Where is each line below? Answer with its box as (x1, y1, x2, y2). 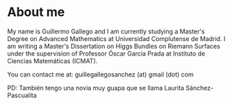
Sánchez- (185, 83, 214, 92)
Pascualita (7, 91, 37, 99)
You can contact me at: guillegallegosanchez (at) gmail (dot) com (7, 70, 194, 79)
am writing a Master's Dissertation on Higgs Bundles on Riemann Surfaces (7, 42, 221, 50)
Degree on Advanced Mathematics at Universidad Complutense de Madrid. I (7, 34, 226, 42)
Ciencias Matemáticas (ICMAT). (7, 56, 98, 65)
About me (7, 4, 65, 20)
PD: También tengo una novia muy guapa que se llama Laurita (7, 83, 185, 92)
